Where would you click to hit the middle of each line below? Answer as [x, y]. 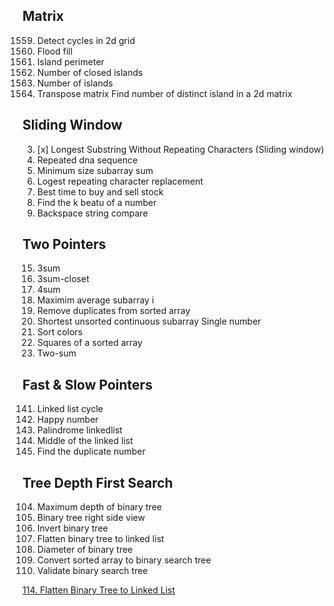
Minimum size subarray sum [95, 170]
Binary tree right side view [90, 518]
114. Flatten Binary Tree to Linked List [99, 590]
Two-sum [56, 353]
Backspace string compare [92, 213]
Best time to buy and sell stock [100, 191]
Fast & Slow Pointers [87, 384]
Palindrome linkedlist [79, 430]
